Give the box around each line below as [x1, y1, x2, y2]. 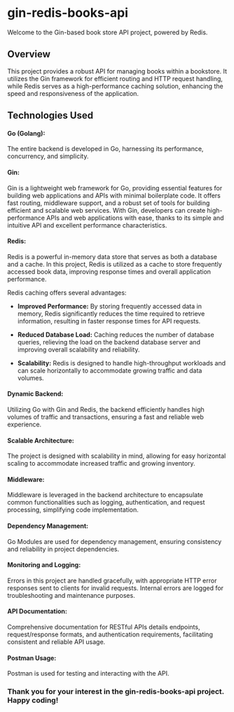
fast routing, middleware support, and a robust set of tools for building [7, 198, 210, 207]
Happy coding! [7, 695, 59, 705]
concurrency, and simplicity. [7, 152, 89, 160]
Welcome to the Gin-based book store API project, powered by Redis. [7, 28, 208, 36]
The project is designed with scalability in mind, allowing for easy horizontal [7, 452, 226, 460]
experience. [7, 420, 42, 428]
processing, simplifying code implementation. [7, 505, 139, 514]
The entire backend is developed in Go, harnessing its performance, [7, 145, 204, 153]
